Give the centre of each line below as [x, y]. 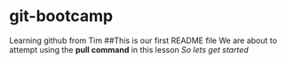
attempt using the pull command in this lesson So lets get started [129, 49]
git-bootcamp [61, 16]
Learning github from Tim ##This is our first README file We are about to [143, 40]
